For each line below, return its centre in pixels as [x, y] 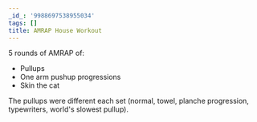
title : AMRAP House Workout [55, 30]
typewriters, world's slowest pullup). [68, 109]
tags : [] [23, 23]
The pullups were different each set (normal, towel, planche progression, [128, 101]
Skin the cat [40, 85]
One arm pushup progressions [70, 77]
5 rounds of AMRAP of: [47, 53]
